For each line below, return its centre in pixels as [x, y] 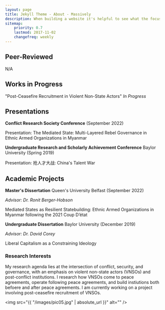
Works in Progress [34, 84]
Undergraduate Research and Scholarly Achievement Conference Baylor [81, 147]
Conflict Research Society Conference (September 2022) [64, 123]
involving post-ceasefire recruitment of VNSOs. [53, 293]
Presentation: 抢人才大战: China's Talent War [50, 163]
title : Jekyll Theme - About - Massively [48, 14]
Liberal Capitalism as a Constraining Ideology [51, 243]
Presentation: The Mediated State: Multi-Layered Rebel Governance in [76, 133]
